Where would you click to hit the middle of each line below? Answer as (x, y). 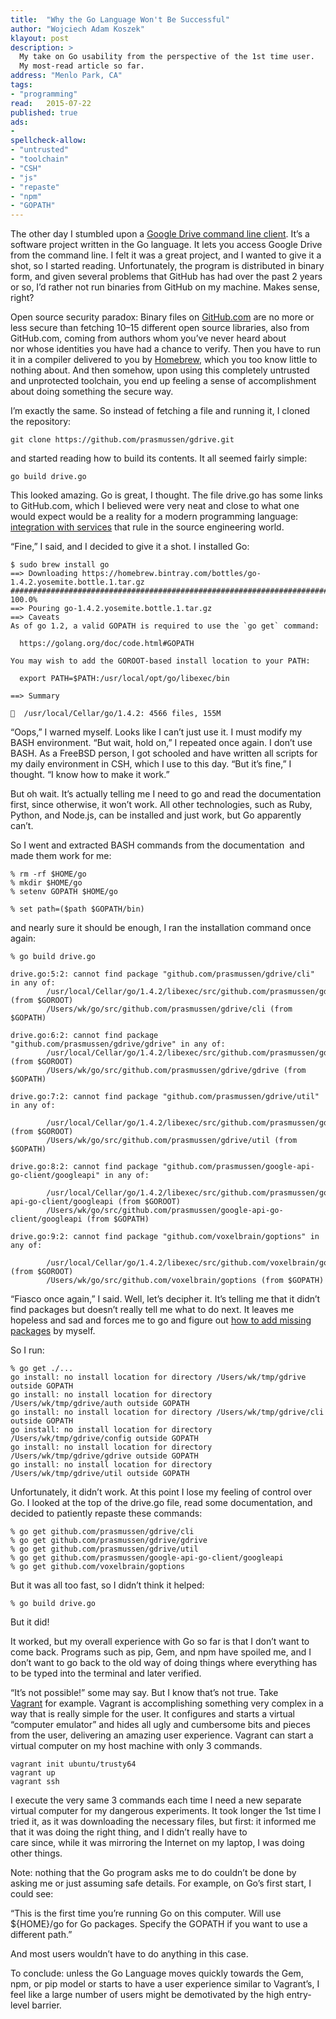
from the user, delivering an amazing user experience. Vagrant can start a (162, 1735)
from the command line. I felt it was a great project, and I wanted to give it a (166, 255)
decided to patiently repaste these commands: (106, 1513)
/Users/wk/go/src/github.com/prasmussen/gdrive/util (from (172, 1141)
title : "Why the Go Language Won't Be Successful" (120, 19)
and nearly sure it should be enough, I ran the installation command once (161, 928)
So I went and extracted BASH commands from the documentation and (157, 845)
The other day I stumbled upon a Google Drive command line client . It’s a (160, 234)
